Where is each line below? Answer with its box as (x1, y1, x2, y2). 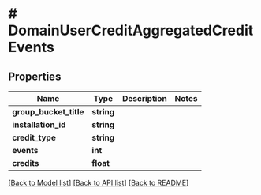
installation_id (12, 119, 66, 130)
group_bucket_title (12, 107, 84, 117)
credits (12, 158, 39, 168)
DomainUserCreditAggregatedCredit (8, 21, 254, 39)
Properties (8, 69, 62, 83)
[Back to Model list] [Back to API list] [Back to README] (8, 178, 189, 187)
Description (121, 93, 167, 103)
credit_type (12, 132, 57, 143)
